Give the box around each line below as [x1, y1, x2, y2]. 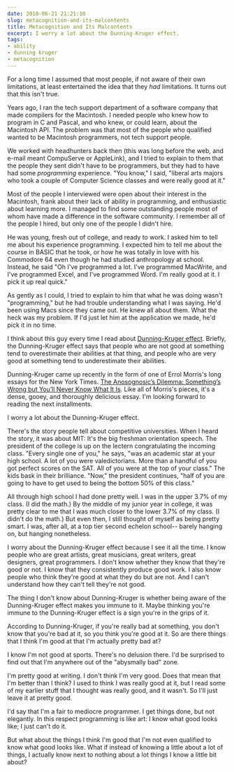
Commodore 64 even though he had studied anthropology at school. [7, 255, 205, 263]
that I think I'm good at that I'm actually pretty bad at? [7, 636, 161, 645]
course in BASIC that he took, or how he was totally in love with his [7, 247, 200, 256]
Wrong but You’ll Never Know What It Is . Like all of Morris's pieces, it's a [7, 385, 215, 393]
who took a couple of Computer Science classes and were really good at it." [7, 176, 226, 184]
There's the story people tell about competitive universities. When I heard [7, 427, 219, 435]
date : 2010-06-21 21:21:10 [7, 10, 86, 17]
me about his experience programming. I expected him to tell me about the [7, 240, 222, 249]
